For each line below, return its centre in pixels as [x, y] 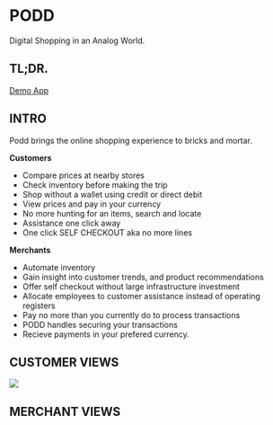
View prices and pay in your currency [92, 204]
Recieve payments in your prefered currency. [106, 334]
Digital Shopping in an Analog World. [77, 40]
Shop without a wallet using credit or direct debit [112, 194]
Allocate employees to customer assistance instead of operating [141, 296]
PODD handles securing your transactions [100, 324]
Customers [31, 157]
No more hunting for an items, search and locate [112, 213]
